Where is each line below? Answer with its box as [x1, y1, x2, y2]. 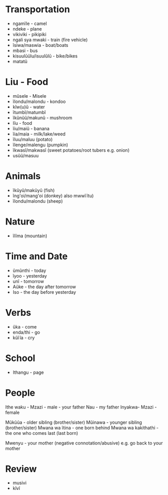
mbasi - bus [12, 47, 38, 53]
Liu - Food [5, 76, 48, 88]
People [5, 387, 36, 398]
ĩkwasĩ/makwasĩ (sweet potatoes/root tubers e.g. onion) [12, 147, 130, 153]
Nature [5, 216, 35, 227]
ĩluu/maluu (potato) [12, 136, 53, 142]
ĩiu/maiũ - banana [12, 125, 50, 131]
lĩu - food [12, 120, 32, 126]
